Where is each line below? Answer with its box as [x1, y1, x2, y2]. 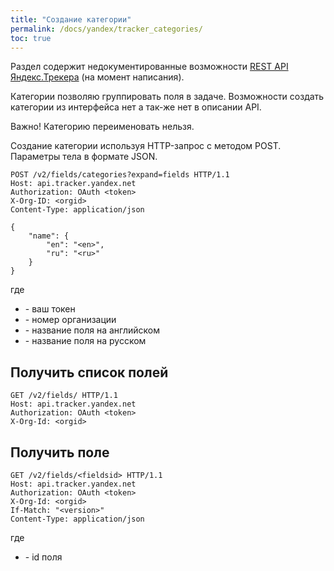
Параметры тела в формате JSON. [10, 151, 158, 163]
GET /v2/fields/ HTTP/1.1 [10, 391, 118, 401]
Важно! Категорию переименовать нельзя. [10, 121, 195, 133]
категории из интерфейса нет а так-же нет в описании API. [10, 101, 262, 113]
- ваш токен [24, 303, 76, 315]
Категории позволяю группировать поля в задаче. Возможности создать [10, 91, 325, 103]
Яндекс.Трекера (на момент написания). [10, 71, 185, 83]
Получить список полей [10, 364, 169, 381]
